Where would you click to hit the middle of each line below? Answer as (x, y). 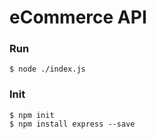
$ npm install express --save (72, 124)
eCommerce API (78, 17)
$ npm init (32, 115)
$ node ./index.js (47, 69)
